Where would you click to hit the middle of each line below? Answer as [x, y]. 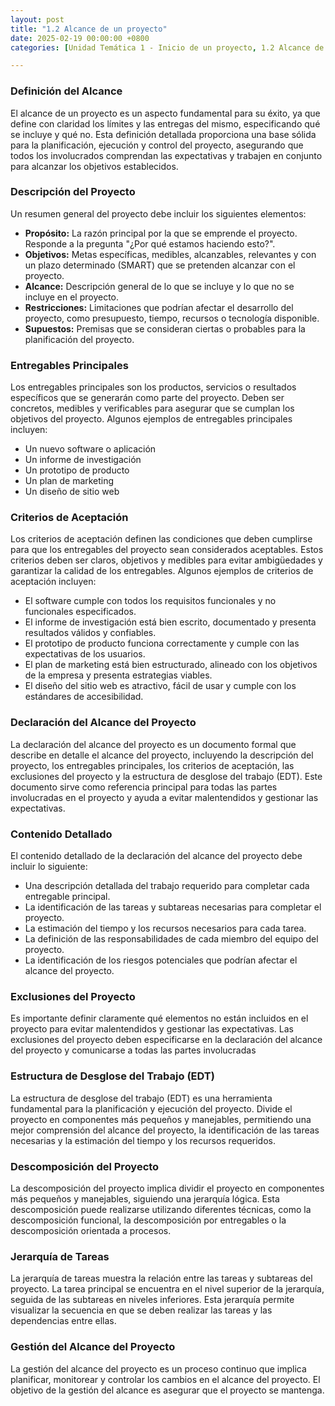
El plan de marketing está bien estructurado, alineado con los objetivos [171, 665]
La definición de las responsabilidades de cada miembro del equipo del [171, 939]
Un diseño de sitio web [72, 492]
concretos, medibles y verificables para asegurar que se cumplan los [152, 408]
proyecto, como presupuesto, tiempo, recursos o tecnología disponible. [172, 318]
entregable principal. [67, 897]
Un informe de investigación [83, 460]
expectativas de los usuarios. [85, 654]
